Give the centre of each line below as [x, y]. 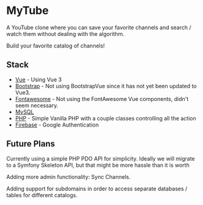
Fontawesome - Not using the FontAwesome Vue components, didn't [102, 99]
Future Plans [31, 144]
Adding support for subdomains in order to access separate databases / [97, 189]
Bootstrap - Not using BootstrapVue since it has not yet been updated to [106, 86]
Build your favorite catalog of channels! [56, 46]
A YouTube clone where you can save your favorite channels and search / [99, 27]
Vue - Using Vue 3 [38, 79]
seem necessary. [37, 105]
